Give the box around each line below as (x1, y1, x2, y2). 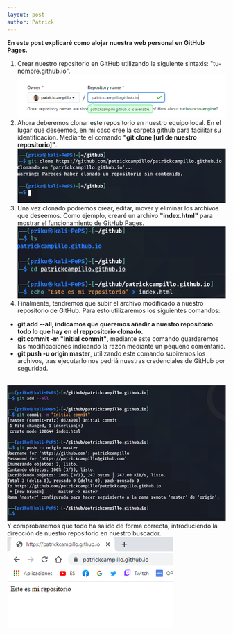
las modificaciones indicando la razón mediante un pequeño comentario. (17, 342, 226, 350)
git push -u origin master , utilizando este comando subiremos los (17, 349, 206, 358)
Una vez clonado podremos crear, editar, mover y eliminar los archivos (17, 203, 219, 212)
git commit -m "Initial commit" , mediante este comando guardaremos (17, 334, 219, 343)
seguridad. (17, 364, 49, 372)
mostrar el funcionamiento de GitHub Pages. (17, 219, 145, 227)
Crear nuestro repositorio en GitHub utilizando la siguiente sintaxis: (17, 59, 209, 67)
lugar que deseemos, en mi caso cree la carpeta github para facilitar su (17, 126, 222, 134)
